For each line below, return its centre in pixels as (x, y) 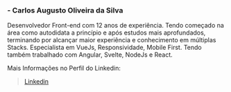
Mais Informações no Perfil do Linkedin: (64, 68)
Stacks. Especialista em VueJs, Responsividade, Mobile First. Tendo (105, 48)
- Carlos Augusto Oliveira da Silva (65, 10)
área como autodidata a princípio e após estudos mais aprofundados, (106, 33)
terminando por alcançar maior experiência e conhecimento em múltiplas (112, 40)
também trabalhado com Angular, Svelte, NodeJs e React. (90, 55)
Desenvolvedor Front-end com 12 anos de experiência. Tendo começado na (115, 26)
